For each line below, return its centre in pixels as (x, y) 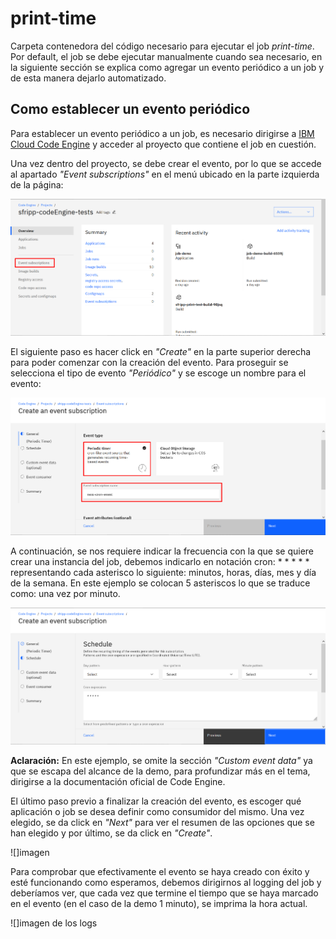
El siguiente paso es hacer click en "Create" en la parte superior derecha (161, 352)
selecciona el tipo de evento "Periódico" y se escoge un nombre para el (158, 373)
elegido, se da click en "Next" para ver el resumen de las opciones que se (162, 823)
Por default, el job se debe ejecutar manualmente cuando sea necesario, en (166, 56)
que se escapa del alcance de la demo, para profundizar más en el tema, (160, 771)
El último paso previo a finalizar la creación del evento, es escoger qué (156, 801)
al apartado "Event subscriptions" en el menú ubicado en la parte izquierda (165, 174)
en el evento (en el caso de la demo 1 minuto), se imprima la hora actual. (159, 904)
